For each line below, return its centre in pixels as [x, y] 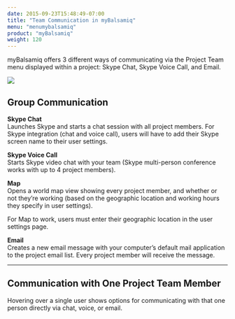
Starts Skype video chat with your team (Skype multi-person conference [112, 162]
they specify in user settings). [50, 205]
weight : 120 [24, 40]
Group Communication [58, 102]
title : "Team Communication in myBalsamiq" [72, 20]
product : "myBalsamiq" [40, 33]
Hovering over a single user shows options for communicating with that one [116, 300]
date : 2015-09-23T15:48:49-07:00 [56, 14]
